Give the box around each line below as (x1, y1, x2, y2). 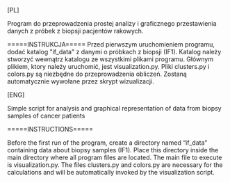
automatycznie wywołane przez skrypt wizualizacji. (7, 77, 154, 86)
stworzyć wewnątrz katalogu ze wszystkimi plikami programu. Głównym (7, 55, 214, 63)
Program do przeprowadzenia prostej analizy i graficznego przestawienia (7, 19, 217, 27)
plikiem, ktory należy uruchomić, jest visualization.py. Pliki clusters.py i (7, 63, 210, 70)
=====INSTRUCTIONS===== (7, 125, 94, 133)
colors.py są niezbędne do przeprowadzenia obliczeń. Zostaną (7, 70, 188, 78)
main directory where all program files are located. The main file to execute (7, 153, 222, 161)
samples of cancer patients (7, 111, 85, 120)
